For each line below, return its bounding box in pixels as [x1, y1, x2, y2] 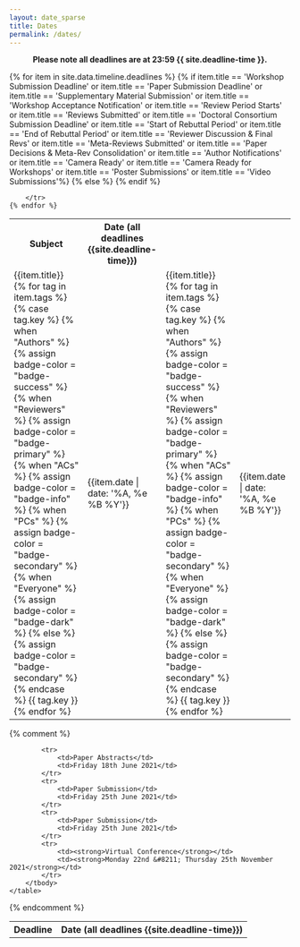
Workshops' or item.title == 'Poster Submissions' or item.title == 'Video [9, 166, 271, 177]
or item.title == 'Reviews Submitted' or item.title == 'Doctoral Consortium [9, 109, 278, 121]
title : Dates [9, 21, 58, 30]
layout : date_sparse [9, 13, 87, 22]
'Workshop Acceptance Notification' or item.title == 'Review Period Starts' [9, 100, 283, 111]
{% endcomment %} [9, 902, 85, 913]
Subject [29, 238, 63, 251]
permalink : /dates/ [9, 30, 82, 38]
